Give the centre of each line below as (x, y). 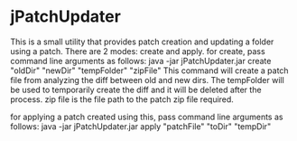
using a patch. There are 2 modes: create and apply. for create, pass (138, 51)
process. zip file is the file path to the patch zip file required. (122, 99)
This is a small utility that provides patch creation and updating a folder (142, 42)
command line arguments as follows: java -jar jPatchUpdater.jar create (141, 61)
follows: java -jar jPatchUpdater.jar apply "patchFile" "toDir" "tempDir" (141, 126)
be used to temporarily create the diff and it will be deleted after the (136, 89)
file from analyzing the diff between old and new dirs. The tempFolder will (148, 80)
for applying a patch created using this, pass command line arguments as (147, 117)
